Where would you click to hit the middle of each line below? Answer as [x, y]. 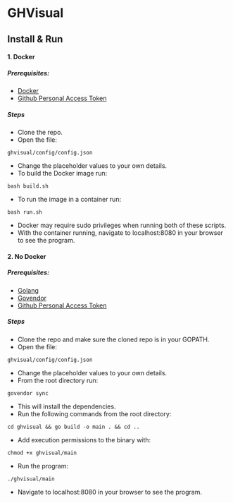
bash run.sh [25, 212]
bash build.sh [28, 186]
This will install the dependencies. [67, 406]
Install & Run [35, 39]
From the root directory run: [58, 380]
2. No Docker [27, 256]
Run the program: [43, 466]
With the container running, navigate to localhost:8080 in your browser [120, 233]
